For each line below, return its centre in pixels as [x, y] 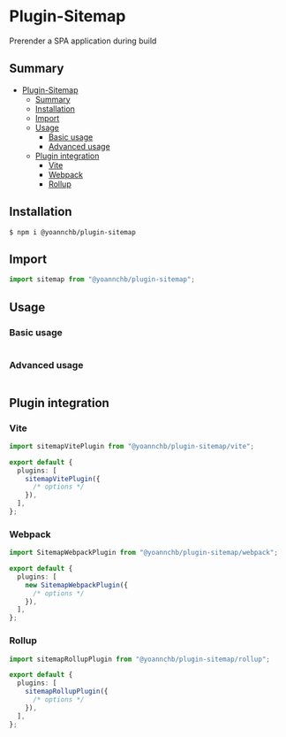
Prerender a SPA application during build [83, 41]
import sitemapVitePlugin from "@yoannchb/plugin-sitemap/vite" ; [132, 446]
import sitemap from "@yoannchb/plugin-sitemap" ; [102, 280]
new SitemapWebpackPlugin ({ [76, 585]
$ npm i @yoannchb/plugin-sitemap [73, 232]
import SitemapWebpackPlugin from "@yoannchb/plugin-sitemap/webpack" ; [143, 553]
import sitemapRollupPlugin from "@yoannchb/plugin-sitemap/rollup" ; [140, 659]
